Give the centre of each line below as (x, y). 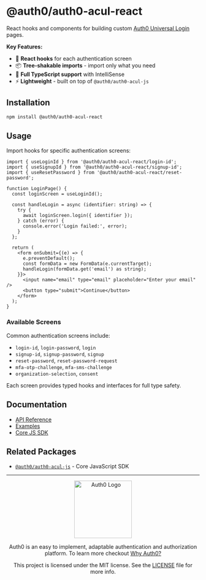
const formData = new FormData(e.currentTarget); (87, 264)
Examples (28, 426)
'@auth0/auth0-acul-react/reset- (140, 173)
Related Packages (41, 452)
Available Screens (34, 322)
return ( (23, 248)
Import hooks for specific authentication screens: (68, 151)
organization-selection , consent (57, 373)
